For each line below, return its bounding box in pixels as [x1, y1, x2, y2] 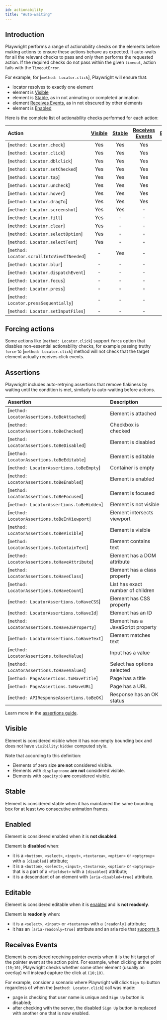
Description [110, 398, 138, 405]
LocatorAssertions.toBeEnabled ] [7, 478, 83, 485]
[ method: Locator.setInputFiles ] [7, 307, 85, 314]
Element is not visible [110, 501, 160, 508]
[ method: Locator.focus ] [7, 277, 66, 284]
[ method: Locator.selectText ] [7, 239, 78, 246]
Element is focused [110, 489, 155, 496]
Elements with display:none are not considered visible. [12, 767, 125, 773]
